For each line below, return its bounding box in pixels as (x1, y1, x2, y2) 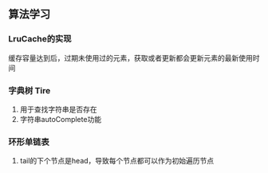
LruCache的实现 (8, 33, 72, 45)
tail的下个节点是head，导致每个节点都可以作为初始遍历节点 (19, 156, 215, 166)
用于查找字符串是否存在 (19, 104, 97, 114)
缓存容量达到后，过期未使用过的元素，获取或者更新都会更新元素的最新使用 (8, 53, 253, 62)
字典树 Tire (8, 85, 51, 96)
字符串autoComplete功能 (19, 114, 102, 124)
